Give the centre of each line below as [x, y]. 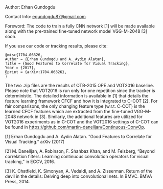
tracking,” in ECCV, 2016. [30, 162]
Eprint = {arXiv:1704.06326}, [36, 72]
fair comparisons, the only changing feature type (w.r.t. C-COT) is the [75, 106]
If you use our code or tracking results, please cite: [56, 46]
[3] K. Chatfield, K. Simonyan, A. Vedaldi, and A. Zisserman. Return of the [79, 171]
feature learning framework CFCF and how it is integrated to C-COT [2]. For [81, 101]
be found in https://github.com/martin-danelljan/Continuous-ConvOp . [75, 127]
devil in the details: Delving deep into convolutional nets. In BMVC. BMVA [79, 176]
